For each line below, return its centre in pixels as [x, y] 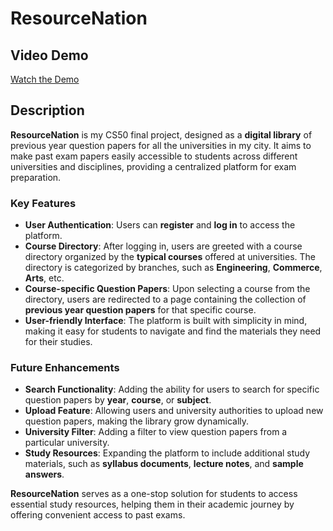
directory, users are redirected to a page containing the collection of [165, 299]
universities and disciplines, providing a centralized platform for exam [153, 166]
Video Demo [49, 55]
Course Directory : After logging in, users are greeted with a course [163, 246]
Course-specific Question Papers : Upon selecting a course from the [167, 289]
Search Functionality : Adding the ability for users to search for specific [172, 389]
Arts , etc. [44, 278]
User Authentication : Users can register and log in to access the [160, 225]
